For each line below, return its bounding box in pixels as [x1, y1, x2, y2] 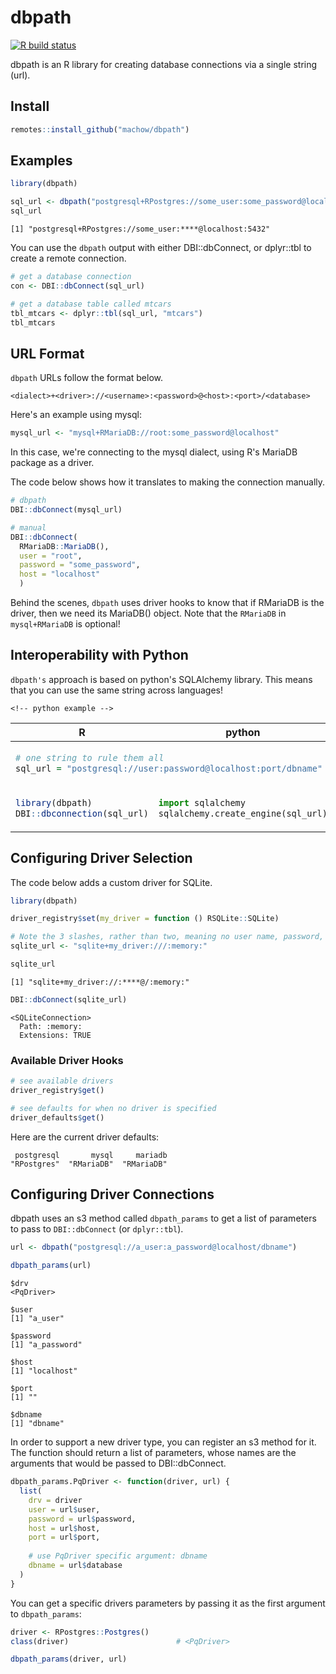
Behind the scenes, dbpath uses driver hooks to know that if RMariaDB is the [10, 597, 325, 608]
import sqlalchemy [158, 797, 246, 808]
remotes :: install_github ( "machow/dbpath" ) [10, 124, 190, 135]
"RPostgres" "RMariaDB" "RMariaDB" [10, 1159, 168, 1169]
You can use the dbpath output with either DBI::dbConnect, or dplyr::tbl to [10, 242, 312, 254]
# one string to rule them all [15, 752, 165, 763]
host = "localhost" [19, 569, 101, 580]
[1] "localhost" [10, 1366, 78, 1376]
